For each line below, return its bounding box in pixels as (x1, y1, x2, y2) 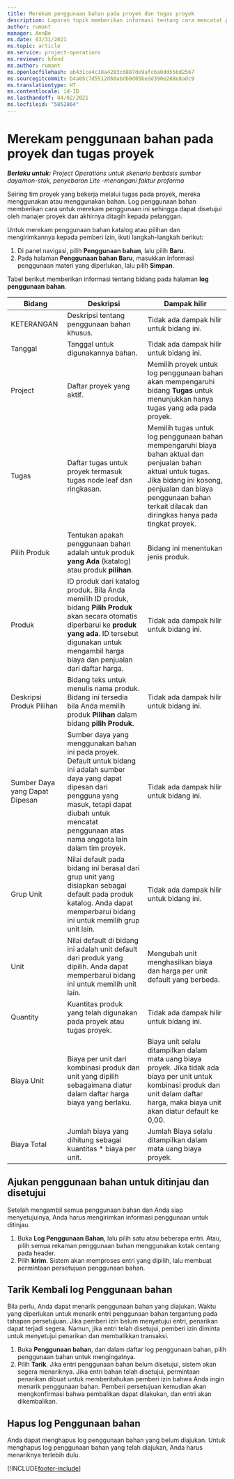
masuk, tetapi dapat (67, 799, 132, 809)
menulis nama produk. (67, 683, 140, 693)
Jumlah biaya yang (67, 1126, 129, 1136)
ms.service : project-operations (7, 50, 101, 56)
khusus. (67, 328, 93, 337)
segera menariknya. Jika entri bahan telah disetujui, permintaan (17, 1367, 200, 1376)
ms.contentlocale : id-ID (7, 88, 79, 95)
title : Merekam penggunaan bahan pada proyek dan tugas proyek (7, 10, 195, 17)
